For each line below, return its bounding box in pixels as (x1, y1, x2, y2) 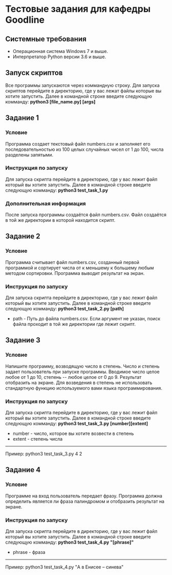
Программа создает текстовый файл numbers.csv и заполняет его (5, 141, 150, 147)
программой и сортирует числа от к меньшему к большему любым (5, 265, 155, 271)
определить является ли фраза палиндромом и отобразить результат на (5, 498, 165, 504)
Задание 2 (5, 232, 40, 241)
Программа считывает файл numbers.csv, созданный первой (5, 259, 140, 265)
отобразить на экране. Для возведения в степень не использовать (5, 379, 153, 386)
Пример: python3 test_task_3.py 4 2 (5, 451, 82, 457)
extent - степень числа (12, 436, 63, 442)
